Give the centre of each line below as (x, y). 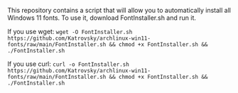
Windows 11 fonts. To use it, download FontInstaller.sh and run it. (102, 18)
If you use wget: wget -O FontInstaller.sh (70, 32)
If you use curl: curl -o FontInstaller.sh (68, 64)
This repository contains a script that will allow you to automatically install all (119, 10)
